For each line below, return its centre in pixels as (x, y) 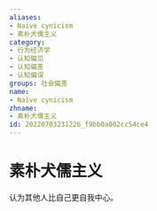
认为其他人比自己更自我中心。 (63, 197)
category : (27, 42)
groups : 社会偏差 (39, 83)
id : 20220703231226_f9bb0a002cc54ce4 (79, 125)
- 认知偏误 (27, 75)
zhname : (24, 108)
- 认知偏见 (27, 59)
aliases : (25, 17)
